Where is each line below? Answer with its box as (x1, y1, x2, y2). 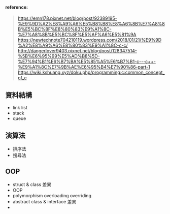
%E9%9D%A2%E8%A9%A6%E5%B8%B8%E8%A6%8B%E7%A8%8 (17, 21, 165, 27)
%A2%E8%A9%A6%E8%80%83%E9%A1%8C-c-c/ (17, 42, 128, 48)
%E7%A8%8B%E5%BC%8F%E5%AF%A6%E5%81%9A (17, 32, 137, 38)
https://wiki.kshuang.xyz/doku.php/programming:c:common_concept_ (17, 69, 165, 76)
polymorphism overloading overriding (12, 192, 91, 198)
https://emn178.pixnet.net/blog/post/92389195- (17, 15, 118, 21)
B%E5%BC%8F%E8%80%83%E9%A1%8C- (17, 26, 112, 33)
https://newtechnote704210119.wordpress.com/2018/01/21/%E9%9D (17, 37, 161, 43)
